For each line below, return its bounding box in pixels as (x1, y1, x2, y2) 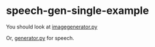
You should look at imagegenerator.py (6, 23, 98, 30)
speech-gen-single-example (6, 4, 149, 17)
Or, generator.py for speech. (6, 34, 74, 41)
